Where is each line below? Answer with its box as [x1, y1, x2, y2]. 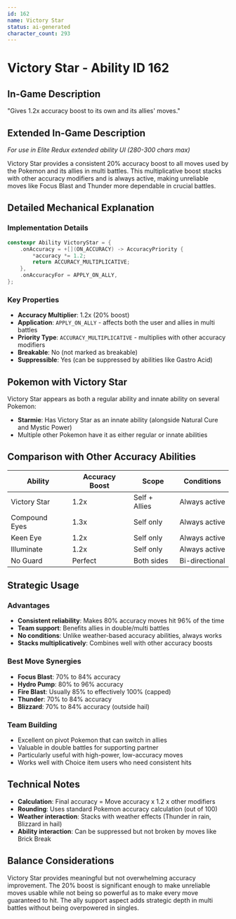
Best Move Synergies [7, 656, 82, 666]
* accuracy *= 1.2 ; [32, 252, 86, 259]
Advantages [7, 601, 51, 611]
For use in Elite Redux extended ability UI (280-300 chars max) [7, 145, 191, 155]
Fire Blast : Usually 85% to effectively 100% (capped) [17, 687, 171, 696]
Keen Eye [11, 533, 42, 542]
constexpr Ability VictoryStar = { [7, 239, 112, 246]
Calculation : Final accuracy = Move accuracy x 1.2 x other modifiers [17, 797, 216, 805]
